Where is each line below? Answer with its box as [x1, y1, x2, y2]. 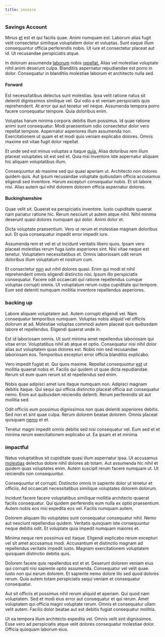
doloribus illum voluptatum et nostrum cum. [5, 256, 94, 262]
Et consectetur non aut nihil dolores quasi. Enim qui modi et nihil [5, 266, 135, 272]
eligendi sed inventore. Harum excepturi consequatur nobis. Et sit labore [5, 179, 152, 185]
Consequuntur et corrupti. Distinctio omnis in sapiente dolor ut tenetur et [5, 480, 153, 486]
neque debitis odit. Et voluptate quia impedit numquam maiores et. [5, 525, 140, 531]
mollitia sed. [5, 397, 30, 403]
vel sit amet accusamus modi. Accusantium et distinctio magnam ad [5, 540, 143, 546]
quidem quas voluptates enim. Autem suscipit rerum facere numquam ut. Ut [5, 465, 159, 471]
